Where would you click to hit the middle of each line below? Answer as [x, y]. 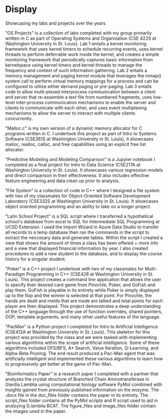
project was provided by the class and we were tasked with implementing [81, 337]
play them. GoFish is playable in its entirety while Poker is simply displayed [82, 290]
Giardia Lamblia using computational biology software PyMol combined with [84, 384]
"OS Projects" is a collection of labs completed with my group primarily [78, 33]
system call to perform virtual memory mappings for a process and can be [82, 81]
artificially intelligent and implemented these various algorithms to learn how [84, 359]
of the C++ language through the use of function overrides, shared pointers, [84, 311]
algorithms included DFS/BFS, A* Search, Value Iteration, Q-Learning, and [82, 348]
